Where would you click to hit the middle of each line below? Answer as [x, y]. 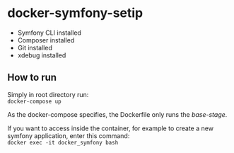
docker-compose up [34, 101]
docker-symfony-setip [75, 13]
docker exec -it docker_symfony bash [63, 142]
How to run [32, 78]
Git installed [35, 47]
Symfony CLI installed [49, 33]
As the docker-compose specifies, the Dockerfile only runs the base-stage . [117, 114]
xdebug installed [42, 55]
